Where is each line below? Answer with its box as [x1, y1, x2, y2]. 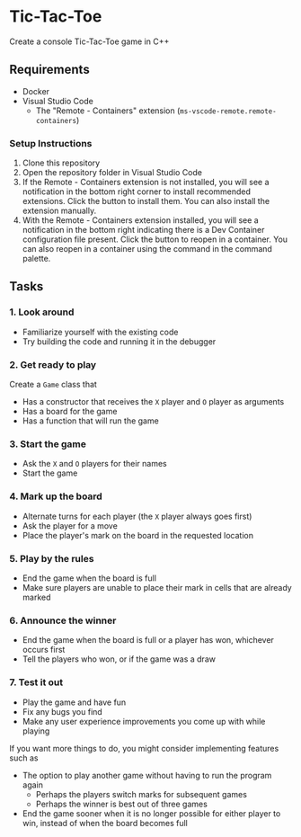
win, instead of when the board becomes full [22, 817, 189, 828]
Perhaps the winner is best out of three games [35, 798, 208, 809]
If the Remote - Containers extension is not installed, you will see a [22, 177, 270, 188]
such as [9, 752, 39, 763]
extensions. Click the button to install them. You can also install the [22, 196, 270, 207]
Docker [22, 85, 50, 96]
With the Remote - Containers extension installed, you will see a [22, 215, 259, 226]
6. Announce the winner [9, 614, 117, 627]
